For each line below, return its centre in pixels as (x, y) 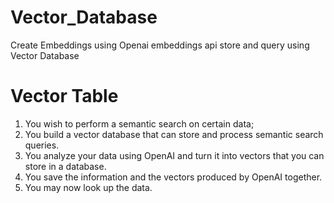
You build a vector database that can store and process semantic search (174, 134)
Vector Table (64, 96)
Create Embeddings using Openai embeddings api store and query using (160, 45)
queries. (42, 145)
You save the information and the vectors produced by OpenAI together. (173, 177)
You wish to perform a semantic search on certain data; (139, 123)
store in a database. (65, 166)
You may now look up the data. (88, 187)
